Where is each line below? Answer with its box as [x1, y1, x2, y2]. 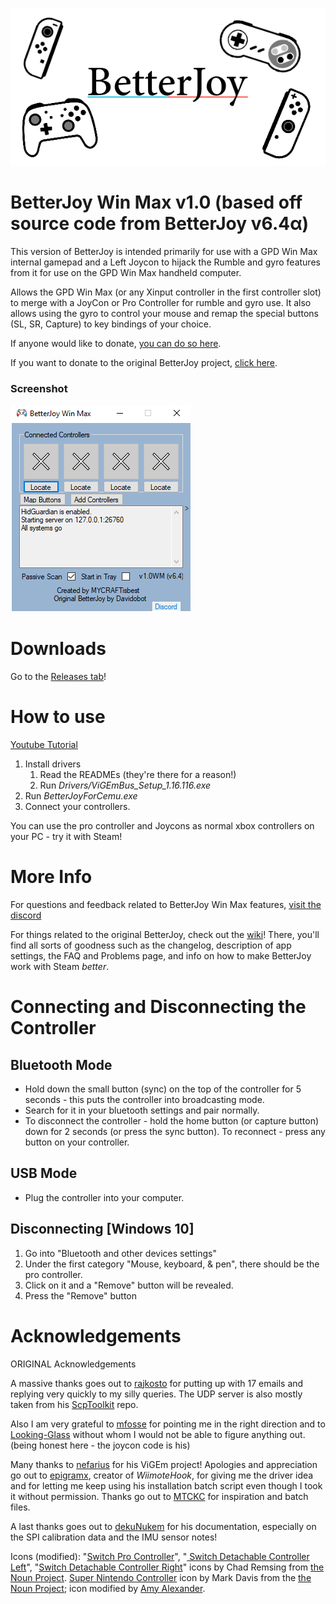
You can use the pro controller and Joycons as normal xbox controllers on [10, 820, 315, 832]
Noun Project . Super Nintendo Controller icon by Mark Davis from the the [10, 1571, 312, 1583]
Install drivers [24, 758, 82, 770]
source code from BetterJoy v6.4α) [10, 213, 310, 235]
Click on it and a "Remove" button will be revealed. [24, 1279, 234, 1291]
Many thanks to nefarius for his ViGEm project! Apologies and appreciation [10, 1458, 318, 1470]
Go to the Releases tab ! [10, 671, 107, 683]
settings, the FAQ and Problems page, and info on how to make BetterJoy [10, 950, 312, 962]
